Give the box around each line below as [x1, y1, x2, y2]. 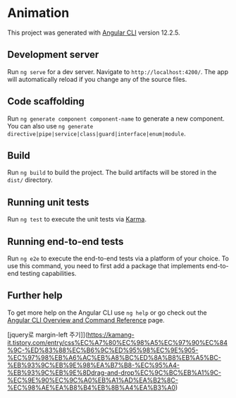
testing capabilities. [20, 270, 77, 277]
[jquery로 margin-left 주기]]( [7, 330, 88, 339]
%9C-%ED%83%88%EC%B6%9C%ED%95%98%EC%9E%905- [7, 346, 199, 354]
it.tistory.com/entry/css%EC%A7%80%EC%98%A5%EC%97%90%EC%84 [7, 338, 228, 346]
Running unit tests [7, 196, 89, 208]
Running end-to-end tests [7, 235, 124, 248]
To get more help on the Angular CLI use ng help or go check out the [7, 308, 207, 317]
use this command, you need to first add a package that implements [7, 262, 205, 270]
